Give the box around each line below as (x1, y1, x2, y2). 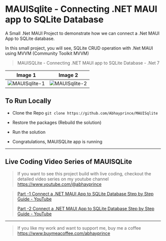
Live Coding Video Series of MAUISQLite (5, 158, 132, 166)
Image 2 (58, 72, 78, 79)
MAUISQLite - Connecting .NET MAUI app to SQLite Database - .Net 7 (17, 60, 160, 66)
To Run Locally (5, 97, 51, 105)
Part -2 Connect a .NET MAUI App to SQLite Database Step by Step (17, 205, 155, 211)
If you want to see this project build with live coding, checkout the (17, 170, 152, 176)
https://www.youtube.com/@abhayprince (17, 181, 102, 187)
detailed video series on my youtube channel (17, 176, 109, 182)
